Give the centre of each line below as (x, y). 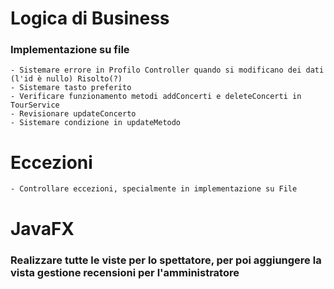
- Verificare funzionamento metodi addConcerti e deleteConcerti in (156, 97)
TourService (35, 105)
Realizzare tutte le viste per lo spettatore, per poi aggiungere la (166, 260)
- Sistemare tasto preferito (71, 88)
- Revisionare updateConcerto (73, 114)
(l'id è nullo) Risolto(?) (66, 79)
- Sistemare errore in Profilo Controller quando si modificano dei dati (167, 70)
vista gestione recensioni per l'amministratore (125, 272)
